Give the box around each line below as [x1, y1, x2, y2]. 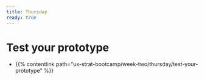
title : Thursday [6, 8, 47, 15]
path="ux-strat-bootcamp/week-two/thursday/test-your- [55, 61, 199, 68]
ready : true [6, 15, 37, 21]
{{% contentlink [15, 61, 55, 68]
